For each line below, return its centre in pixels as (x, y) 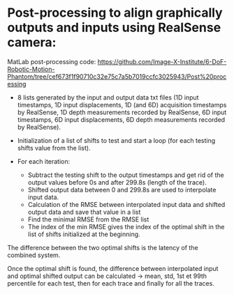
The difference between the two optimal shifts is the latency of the (103, 247)
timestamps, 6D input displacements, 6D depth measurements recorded (121, 119)
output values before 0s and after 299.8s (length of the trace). (117, 182)
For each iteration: (44, 161)
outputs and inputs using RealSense (114, 28)
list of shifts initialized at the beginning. (84, 234)
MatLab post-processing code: (52, 61)
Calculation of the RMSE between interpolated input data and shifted (126, 204)
